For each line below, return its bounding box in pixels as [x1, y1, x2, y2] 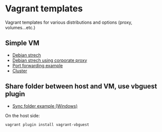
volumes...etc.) [5, 24, 36, 30]
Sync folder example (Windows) [12, 103, 78, 109]
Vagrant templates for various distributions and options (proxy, [5, 19, 132, 25]
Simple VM [5, 39, 40, 47]
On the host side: [5, 112, 40, 119]
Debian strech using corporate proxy [12, 57, 87, 63]
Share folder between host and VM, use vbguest [5, 82, 157, 90]
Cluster [12, 68, 27, 74]
